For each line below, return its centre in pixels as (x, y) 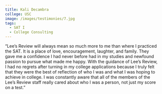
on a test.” (15, 87)
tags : (10, 23)
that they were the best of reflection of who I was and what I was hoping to (80, 72)
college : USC (18, 14)
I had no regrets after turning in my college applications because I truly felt (80, 67)
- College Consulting (31, 32)
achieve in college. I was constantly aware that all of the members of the (78, 77)
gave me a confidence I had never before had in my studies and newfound (80, 56)
